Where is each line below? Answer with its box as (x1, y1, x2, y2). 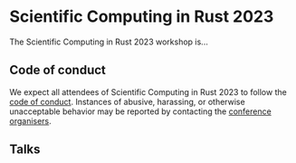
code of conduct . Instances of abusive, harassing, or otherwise (9, 96, 246, 107)
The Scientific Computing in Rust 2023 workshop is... (9, 36, 208, 47)
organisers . (9, 115, 52, 126)
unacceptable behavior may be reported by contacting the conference (9, 106, 272, 117)
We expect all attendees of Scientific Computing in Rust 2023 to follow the (9, 86, 287, 97)
